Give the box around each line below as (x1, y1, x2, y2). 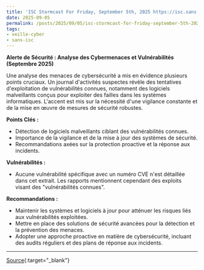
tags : (6, 25, 20, 32)
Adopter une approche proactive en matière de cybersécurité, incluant (15, 233, 192, 240)
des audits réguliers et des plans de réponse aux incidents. (15, 239, 163, 246)
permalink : (6, 20, 34, 26)
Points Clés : (6, 116, 39, 123)
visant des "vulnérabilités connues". (15, 183, 105, 191)
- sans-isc (6, 37, 34, 43)
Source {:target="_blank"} (6, 257, 70, 264)
